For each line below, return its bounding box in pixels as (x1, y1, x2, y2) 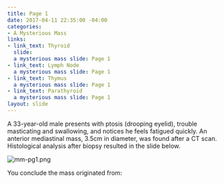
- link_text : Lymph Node (7, 62, 80, 69)
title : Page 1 (7, 10, 49, 17)
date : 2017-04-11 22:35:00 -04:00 (7, 17, 108, 24)
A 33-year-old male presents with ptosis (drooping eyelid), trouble (7, 119, 197, 128)
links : (7, 36, 27, 43)
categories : (7, 23, 42, 30)
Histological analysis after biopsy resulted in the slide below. (7, 142, 181, 150)
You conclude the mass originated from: (7, 168, 123, 177)
